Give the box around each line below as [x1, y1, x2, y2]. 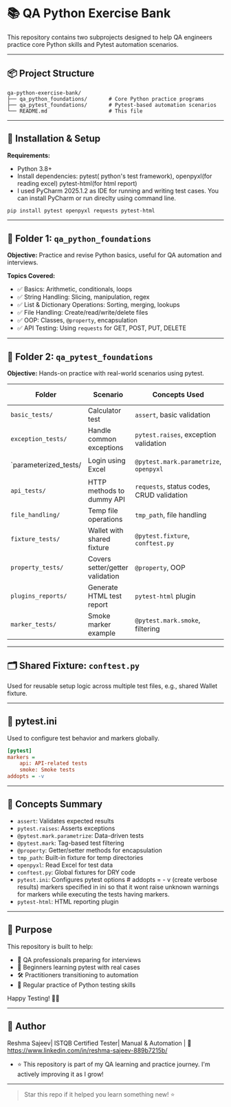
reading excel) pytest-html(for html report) [16, 179, 137, 187]
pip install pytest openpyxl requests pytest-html [7, 207, 155, 214]
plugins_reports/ [10, 592, 67, 600]
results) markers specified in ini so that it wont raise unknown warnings [16, 883, 219, 891]
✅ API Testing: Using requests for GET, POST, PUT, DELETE [16, 324, 187, 332]
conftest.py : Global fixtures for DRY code [16, 868, 136, 876]
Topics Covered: [7, 272, 56, 280]
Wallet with [88, 526, 124, 536]
